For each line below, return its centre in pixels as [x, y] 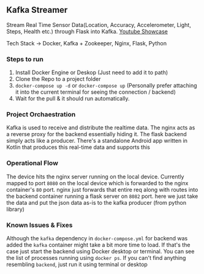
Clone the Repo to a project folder [58, 79]
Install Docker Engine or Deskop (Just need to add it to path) [92, 72]
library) [15, 209]
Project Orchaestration [41, 115]
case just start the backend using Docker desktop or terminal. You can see [100, 251]
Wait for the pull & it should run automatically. [72, 99]
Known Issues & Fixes [40, 225]
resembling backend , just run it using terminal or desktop [77, 264]
